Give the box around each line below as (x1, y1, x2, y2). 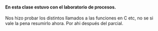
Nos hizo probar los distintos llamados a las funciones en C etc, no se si (5, 15, 153, 21)
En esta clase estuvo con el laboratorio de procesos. (5, 4, 116, 10)
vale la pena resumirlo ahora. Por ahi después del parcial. (5, 20, 123, 26)
